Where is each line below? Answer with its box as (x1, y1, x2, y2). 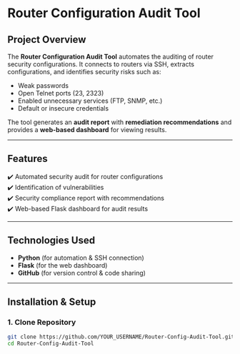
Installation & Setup (7, 296, 96, 308)
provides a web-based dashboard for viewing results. (7, 126, 167, 133)
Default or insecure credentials (17, 104, 109, 112)
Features (7, 153, 48, 165)
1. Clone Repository (7, 317, 76, 327)
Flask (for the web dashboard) (17, 261, 108, 269)
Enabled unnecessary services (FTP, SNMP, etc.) (17, 96, 163, 105)
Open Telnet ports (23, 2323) (17, 89, 104, 97)
